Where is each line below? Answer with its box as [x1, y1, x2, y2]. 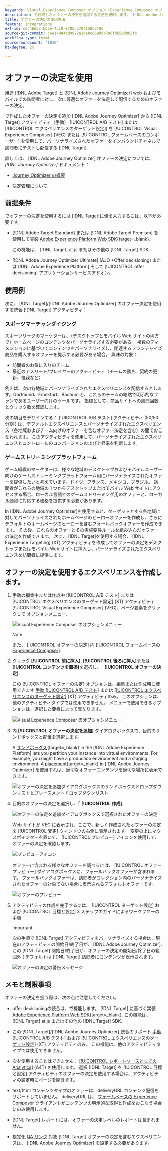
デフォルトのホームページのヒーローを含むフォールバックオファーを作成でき [5, 520, 163, 527]
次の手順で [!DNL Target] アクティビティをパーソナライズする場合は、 [12, 935, 156, 941]
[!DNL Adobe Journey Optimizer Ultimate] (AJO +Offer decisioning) [12, 257, 151, 263]
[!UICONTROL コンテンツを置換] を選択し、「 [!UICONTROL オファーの [12, 664, 157, 670]
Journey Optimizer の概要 [12, 172, 65, 178]
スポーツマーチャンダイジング [5, 321, 77, 328]
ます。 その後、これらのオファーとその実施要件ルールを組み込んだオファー [5, 527, 159, 533]
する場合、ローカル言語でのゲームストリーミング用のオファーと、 [13, 491, 150, 497]
